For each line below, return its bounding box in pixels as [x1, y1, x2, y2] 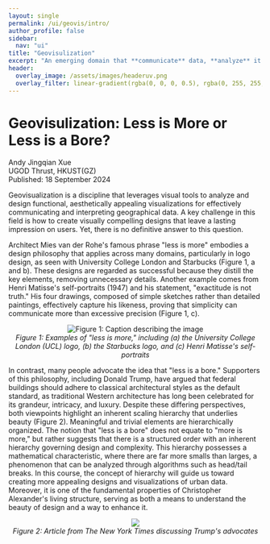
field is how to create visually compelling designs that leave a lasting [8, 216, 236, 226]
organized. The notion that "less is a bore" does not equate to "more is [8, 426, 243, 435]
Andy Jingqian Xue [8, 158, 72, 168]
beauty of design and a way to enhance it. [8, 503, 148, 513]
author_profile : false [8, 27, 85, 35]
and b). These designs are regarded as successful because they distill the [8, 266, 254, 276]
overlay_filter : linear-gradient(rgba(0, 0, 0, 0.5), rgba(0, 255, [15, 79, 247, 87]
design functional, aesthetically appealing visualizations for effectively [8, 199, 242, 209]
